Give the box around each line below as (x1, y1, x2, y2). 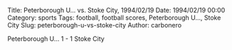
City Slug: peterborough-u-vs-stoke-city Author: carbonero (7, 21, 182, 29)
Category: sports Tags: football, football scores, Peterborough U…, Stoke (7, 13, 221, 22)
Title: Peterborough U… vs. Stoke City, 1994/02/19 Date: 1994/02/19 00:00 (7, 6, 226, 14)
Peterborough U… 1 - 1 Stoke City (7, 35, 105, 43)
